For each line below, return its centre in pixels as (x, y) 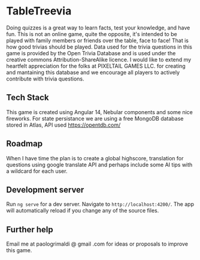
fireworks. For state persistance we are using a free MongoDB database (95, 118)
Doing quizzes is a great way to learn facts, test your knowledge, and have (98, 28)
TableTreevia (39, 11)
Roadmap (25, 144)
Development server (45, 189)
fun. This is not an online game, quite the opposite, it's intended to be (92, 34)
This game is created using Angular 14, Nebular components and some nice (99, 112)
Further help (30, 229)
